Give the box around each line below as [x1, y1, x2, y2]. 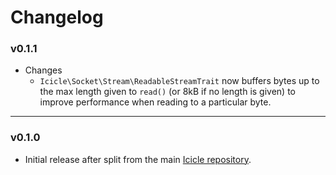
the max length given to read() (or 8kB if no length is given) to [39, 86, 296, 98]
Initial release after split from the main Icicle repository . [24, 153, 252, 165]
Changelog [10, 6, 104, 29]
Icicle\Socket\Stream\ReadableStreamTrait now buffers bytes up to [39, 75, 320, 87]
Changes [24, 64, 63, 76]
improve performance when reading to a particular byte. [39, 96, 272, 108]
